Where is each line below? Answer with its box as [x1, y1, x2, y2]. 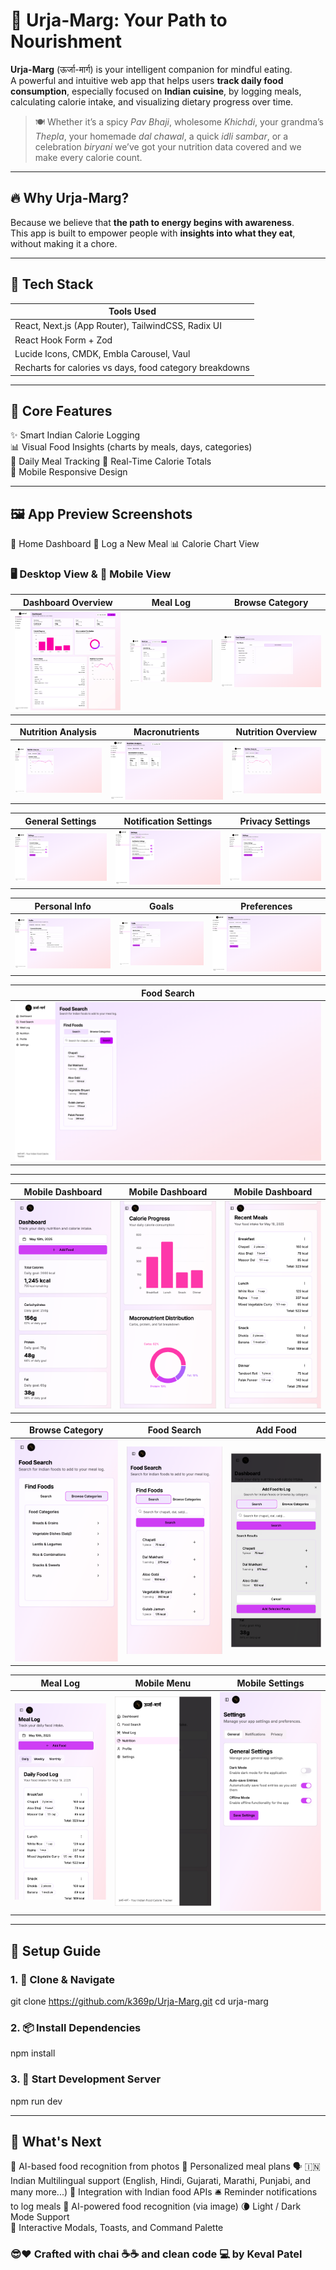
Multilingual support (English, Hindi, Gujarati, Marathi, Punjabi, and [38, 2175, 311, 2187]
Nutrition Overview [235, 726, 318, 738]
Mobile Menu [134, 1677, 192, 1689]
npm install [10, 2047, 56, 2059]
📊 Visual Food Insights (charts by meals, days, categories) [10, 441, 253, 453]
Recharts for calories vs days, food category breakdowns [14, 362, 250, 374]
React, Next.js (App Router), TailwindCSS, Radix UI [14, 320, 223, 332]
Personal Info [34, 900, 92, 912]
